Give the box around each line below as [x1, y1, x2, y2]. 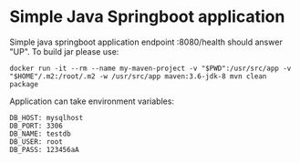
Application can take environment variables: [9, 96, 175, 107]
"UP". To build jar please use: [9, 46, 119, 56]
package [9, 79, 39, 88]
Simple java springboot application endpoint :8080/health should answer [9, 36, 283, 47]
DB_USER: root [9, 137, 64, 147]
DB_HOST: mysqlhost [9, 113, 84, 122]
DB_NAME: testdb [9, 129, 71, 138]
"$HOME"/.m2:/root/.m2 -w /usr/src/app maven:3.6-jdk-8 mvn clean [9, 71, 267, 81]
